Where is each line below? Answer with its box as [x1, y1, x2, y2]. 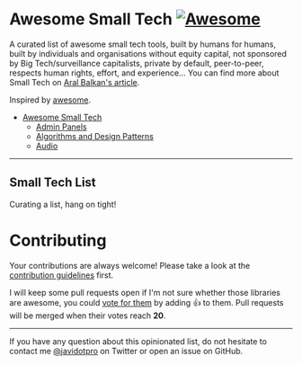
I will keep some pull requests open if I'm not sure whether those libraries [9, 287, 281, 298]
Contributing [9, 230, 107, 251]
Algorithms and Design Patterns [35, 130, 155, 141]
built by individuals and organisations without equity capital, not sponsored [9, 48, 288, 58]
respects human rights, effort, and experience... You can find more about [9, 67, 280, 78]
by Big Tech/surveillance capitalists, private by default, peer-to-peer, [9, 58, 264, 68]
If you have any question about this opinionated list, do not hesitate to [9, 335, 268, 346]
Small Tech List [9, 175, 96, 191]
